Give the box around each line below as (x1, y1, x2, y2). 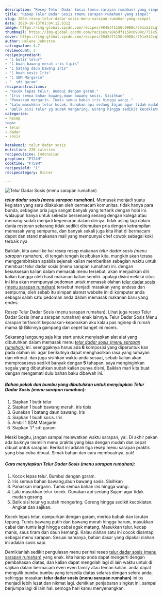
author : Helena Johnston (5, 39, 55, 44)
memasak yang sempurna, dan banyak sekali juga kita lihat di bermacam (5, 228, 150, 234)
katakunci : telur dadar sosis (5, 143, 66, 148)
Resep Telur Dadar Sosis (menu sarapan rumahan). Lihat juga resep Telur (5, 309, 151, 315)
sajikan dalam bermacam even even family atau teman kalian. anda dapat (5, 565, 151, 571)
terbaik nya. (5, 238, 29, 244)
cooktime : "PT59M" (5, 161, 42, 166)
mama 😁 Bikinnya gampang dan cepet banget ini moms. (5, 325, 118, 330)
